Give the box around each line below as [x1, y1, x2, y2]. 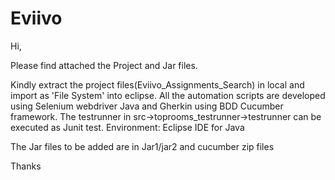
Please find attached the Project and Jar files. [10, 59, 198, 71]
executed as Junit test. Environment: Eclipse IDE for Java [10, 121, 245, 133]
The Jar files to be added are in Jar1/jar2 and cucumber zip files [10, 140, 275, 152]
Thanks [10, 160, 42, 172]
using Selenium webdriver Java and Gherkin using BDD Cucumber [10, 100, 284, 112]
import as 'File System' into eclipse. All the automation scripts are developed [10, 89, 326, 101]
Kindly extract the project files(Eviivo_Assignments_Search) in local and [10, 78, 305, 91]
